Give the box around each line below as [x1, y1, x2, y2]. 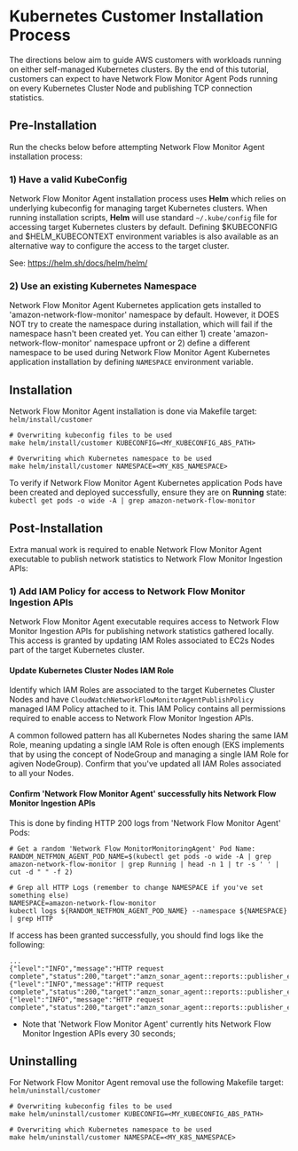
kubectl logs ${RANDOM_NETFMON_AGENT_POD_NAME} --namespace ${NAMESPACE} [9, 906, 288, 916]
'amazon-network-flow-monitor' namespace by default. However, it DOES [9, 309, 279, 321]
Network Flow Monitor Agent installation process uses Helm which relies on [9, 194, 286, 204]
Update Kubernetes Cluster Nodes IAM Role [9, 664, 175, 676]
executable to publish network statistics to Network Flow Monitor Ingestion [9, 553, 283, 564]
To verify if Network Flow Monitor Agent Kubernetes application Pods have [9, 478, 283, 488]
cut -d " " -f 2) [9, 868, 74, 877]
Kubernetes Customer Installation [9, 6, 264, 27]
